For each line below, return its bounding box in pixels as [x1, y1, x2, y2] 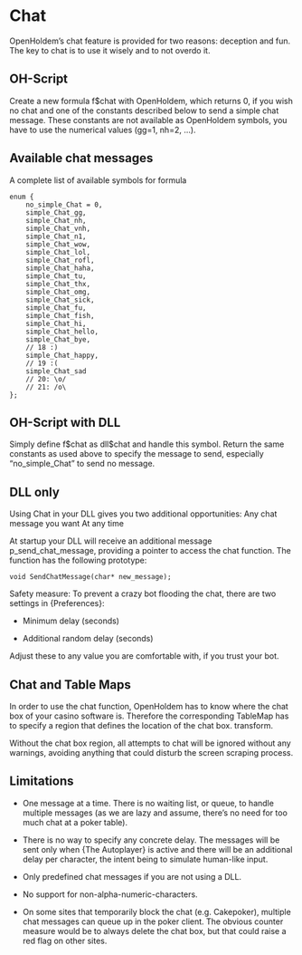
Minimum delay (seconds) [22, 615, 120, 626]
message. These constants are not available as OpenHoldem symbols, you [9, 114, 288, 125]
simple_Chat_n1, [25, 232, 88, 241]
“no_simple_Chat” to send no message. [9, 458, 156, 469]
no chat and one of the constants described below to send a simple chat [9, 105, 279, 116]
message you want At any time [9, 518, 125, 529]
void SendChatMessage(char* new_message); [9, 573, 172, 582]
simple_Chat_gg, [25, 207, 88, 217]
